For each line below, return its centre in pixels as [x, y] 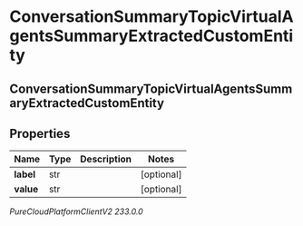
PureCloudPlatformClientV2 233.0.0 [76, 211]
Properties [40, 133]
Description [106, 159]
